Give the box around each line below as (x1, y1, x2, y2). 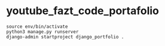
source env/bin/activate (6, 24, 68, 29)
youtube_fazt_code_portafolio (6, 4, 160, 18)
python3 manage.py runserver (6, 28, 79, 35)
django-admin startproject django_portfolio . (6, 34, 124, 40)
